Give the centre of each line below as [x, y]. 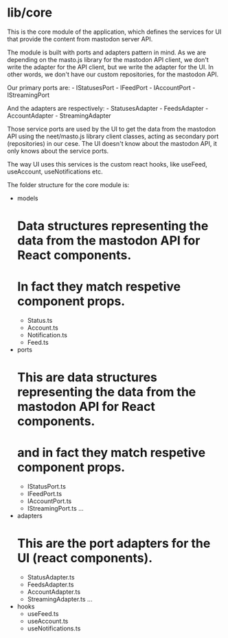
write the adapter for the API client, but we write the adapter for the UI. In [111, 67]
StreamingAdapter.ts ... [60, 599]
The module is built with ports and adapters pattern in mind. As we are [106, 52]
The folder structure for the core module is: [68, 184]
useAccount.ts [48, 621]
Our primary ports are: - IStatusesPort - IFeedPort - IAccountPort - [101, 87]
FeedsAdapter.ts [50, 585]
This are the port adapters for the [114, 543]
